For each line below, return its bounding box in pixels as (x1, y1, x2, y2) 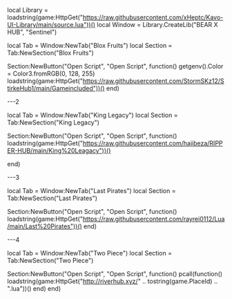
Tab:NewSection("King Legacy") (7, 118, 100, 127)
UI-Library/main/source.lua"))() (7, 21, 95, 28)
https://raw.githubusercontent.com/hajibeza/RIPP (82, 139, 223, 147)
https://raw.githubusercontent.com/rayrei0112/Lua (82, 215, 225, 223)
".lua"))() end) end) (7, 284, 61, 293)
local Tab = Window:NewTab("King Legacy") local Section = (7, 111, 178, 119)
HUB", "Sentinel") (7, 28, 57, 36)
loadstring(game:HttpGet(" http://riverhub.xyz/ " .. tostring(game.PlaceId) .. (7, 277, 218, 285)
